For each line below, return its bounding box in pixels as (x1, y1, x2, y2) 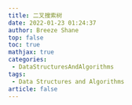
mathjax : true (8, 48, 55, 56)
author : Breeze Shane (8, 26, 79, 34)
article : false (8, 84, 58, 93)
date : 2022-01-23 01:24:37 (8, 19, 97, 27)
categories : (8, 56, 47, 64)
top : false (8, 33, 44, 42)
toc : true (8, 41, 41, 49)
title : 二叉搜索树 (8, 11, 63, 20)
